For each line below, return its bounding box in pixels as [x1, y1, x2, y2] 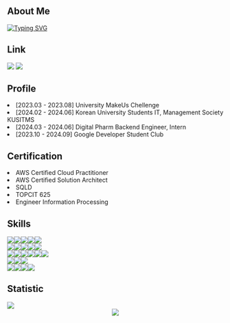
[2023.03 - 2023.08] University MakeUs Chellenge [16, 101, 160, 110]
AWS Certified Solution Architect [16, 176, 108, 185]
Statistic [7, 283, 44, 295]
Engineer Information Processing [16, 198, 108, 206]
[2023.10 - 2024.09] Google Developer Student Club [16, 130, 164, 138]
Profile [7, 83, 36, 95]
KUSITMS [7, 116, 35, 124]
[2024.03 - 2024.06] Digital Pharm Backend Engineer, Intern [16, 123, 187, 132]
